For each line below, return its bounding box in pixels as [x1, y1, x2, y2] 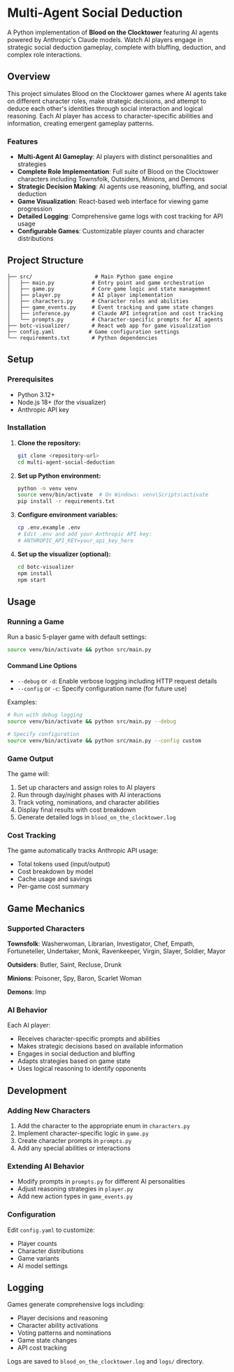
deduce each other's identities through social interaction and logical [7, 104, 203, 113]
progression [17, 205, 52, 213]
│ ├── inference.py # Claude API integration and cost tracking [7, 310, 224, 317]
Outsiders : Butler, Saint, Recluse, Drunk [7, 961, 122, 969]
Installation [7, 422, 47, 432]
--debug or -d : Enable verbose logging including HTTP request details [17, 677, 218, 686]
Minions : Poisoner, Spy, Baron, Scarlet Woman [7, 974, 142, 983]
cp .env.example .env [17, 524, 80, 532]
